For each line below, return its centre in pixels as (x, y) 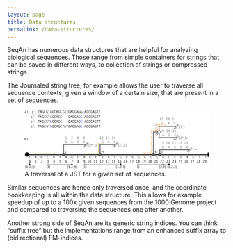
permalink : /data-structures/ (51, 29)
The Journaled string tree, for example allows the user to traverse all (105, 85)
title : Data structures (42, 22)
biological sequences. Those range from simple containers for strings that (113, 57)
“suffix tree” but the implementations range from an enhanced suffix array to (117, 231)
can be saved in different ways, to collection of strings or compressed (107, 65)
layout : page (26, 15)
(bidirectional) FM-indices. (45, 238)
